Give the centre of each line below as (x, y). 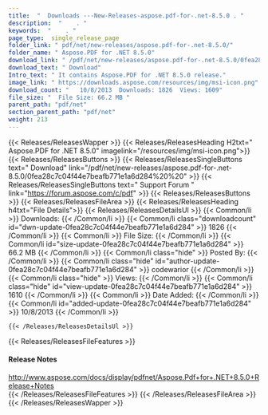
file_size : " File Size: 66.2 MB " (69, 97)
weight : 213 (28, 120)
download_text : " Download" (55, 68)
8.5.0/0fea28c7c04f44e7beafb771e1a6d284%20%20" (98, 176)
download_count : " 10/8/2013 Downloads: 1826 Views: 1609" (116, 90)
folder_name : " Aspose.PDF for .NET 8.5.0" (82, 53)
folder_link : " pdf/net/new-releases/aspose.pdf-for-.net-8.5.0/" (121, 45)
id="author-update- (187, 261)
